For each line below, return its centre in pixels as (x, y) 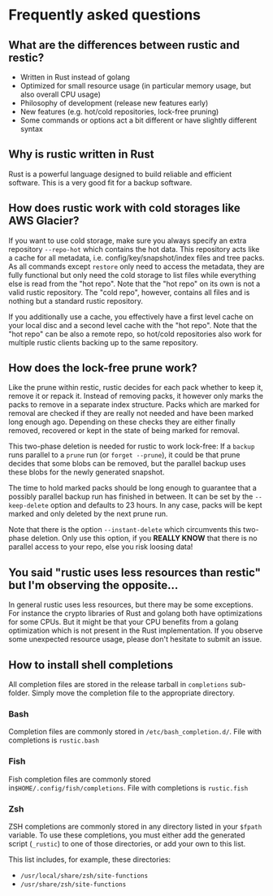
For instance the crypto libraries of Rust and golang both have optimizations (135, 613)
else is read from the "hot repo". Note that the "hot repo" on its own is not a (134, 284)
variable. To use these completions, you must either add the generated (127, 835)
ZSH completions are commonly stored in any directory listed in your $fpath (135, 826)
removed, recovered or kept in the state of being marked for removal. (124, 431)
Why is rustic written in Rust (81, 155)
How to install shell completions (91, 665)
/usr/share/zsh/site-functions (73, 884)
